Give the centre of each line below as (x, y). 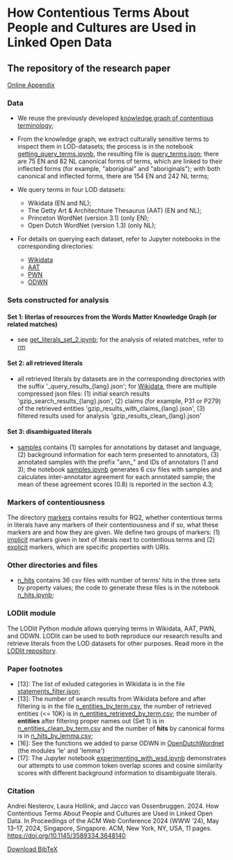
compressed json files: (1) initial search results (83, 393)
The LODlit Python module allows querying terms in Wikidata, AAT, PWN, (112, 628)
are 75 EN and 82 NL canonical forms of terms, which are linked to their (120, 161)
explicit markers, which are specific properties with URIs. (89, 547)
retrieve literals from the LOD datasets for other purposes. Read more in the (115, 643)
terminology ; (35, 126)
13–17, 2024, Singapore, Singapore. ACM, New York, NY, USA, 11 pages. (110, 829)
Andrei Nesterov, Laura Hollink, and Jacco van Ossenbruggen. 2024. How (113, 806)
